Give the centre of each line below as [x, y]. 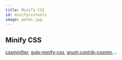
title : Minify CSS [25, 10]
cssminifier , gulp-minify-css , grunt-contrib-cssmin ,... [61, 52]
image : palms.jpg [24, 19]
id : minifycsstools [26, 15]
